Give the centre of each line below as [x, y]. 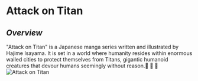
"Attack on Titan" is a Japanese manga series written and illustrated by [92, 47]
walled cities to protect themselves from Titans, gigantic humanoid [87, 59]
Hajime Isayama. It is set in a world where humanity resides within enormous [99, 53]
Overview [24, 33]
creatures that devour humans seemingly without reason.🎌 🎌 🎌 [82, 66]
